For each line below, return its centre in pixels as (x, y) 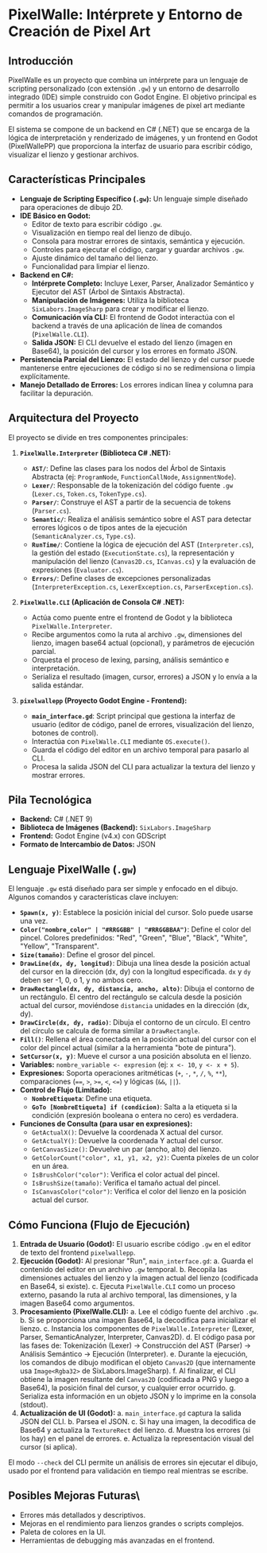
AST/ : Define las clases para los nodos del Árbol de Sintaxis (129, 468)
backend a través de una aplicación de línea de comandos (127, 325)
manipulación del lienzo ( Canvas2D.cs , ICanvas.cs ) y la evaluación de (143, 561)
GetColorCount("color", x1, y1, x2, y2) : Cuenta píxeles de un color (145, 1158)
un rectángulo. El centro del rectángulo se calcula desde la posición (131, 997)
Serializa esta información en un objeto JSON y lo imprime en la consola (138, 1396)
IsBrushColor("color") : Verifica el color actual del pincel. (126, 1174)
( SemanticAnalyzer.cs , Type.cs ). (83, 535)
